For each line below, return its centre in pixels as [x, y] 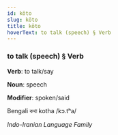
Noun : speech [27, 84]
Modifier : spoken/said [39, 97]
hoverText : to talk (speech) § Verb [59, 32]
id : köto [19, 13]
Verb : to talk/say [30, 71]
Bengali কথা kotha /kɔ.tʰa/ [42, 110]
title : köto [24, 26]
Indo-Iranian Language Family [50, 124]
